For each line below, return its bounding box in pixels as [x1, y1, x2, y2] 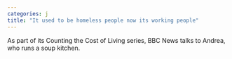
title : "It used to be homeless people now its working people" [7, 17, 199, 24]
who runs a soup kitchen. [7, 44, 81, 52]
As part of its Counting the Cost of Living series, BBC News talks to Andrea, [7, 36, 226, 44]
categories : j [7, 10, 49, 18]
